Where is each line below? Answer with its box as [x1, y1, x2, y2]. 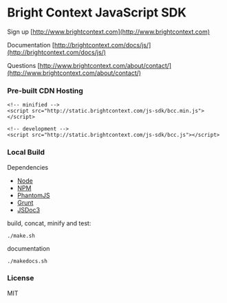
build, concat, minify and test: [7, 218, 91, 227]
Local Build [7, 148, 45, 157]
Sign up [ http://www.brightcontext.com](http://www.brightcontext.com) [7, 27, 210, 36]
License [7, 273, 34, 283]
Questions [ [7, 61, 40, 69]
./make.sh [7, 232, 36, 239]
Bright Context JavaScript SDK [7, 5, 187, 21]
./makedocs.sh [7, 258, 48, 265]
